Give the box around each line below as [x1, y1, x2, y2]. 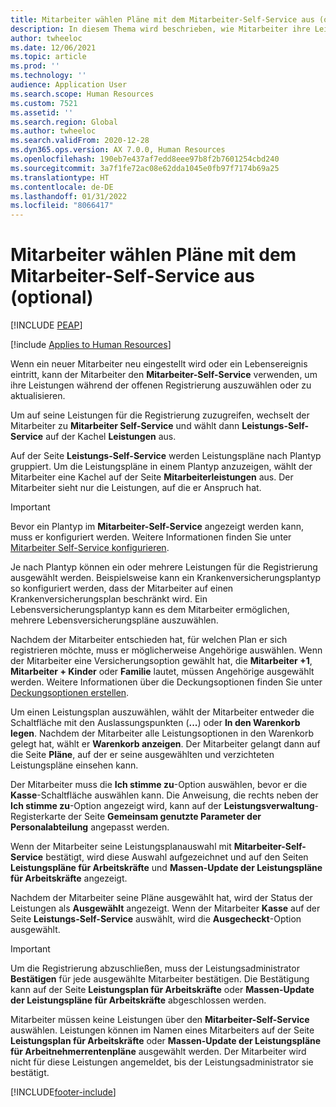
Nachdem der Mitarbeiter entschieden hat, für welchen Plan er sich [10, 634, 288, 646]
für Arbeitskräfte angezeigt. [10, 872, 128, 885]
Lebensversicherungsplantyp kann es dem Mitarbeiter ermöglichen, [10, 604, 290, 616]
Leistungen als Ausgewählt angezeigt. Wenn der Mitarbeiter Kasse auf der [10, 902, 321, 915]
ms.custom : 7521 [10, 98, 78, 108]
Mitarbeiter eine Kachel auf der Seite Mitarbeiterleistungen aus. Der [10, 471, 294, 483]
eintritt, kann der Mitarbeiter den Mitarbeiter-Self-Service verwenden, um [10, 369, 318, 381]
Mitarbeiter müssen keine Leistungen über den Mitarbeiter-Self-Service [10, 1014, 310, 1026]
